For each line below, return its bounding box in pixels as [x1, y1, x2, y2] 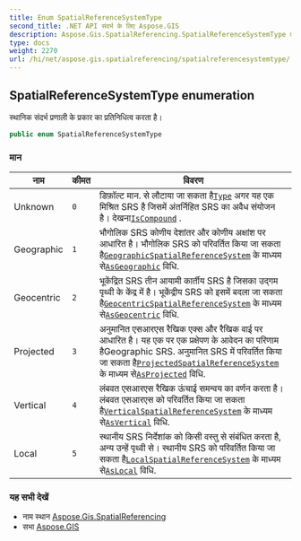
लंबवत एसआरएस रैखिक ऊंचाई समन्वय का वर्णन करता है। [99, 382, 284, 395]
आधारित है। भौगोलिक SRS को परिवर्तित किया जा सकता [99, 237, 281, 249]
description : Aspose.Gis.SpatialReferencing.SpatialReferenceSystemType [9, 30, 287, 39]
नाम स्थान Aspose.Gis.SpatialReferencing [21, 511, 167, 522]
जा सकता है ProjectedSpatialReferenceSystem [99, 356, 279, 369]
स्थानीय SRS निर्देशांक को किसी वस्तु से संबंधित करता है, [99, 430, 282, 442]
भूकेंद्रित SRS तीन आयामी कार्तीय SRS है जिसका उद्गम [99, 275, 279, 287]
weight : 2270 [9, 47, 58, 56]
